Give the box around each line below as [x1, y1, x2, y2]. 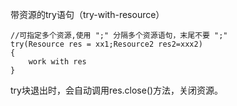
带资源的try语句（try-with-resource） [10, 9, 165, 20]
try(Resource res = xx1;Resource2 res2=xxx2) [10, 39, 203, 49]
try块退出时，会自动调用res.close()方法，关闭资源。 [10, 84, 224, 96]
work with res [28, 57, 87, 67]
